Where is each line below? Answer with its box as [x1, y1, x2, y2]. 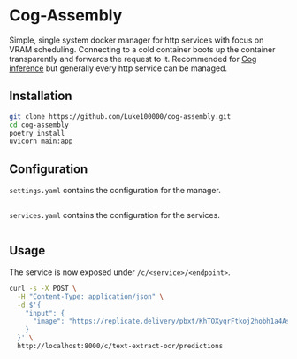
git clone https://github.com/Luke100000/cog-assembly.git [9, 112, 232, 121]
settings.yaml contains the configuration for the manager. [9, 185, 221, 196]
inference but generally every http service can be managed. [9, 63, 228, 74]
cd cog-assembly [9, 121, 69, 129]
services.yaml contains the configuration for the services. [9, 210, 221, 221]
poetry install [9, 129, 65, 137]
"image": [32, 316, 65, 326]
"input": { [25, 308, 65, 317]
